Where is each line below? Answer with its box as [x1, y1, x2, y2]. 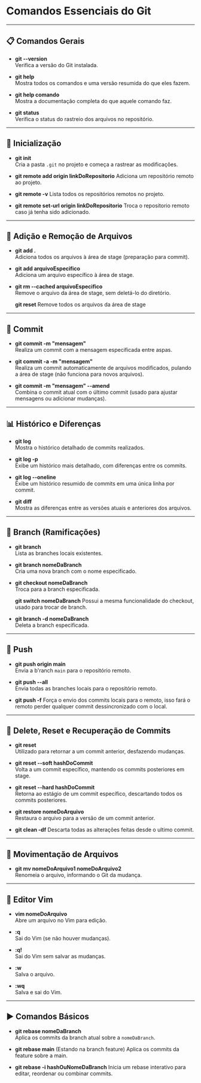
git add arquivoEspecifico [14, 265, 81, 272]
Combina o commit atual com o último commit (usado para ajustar [14, 388, 178, 396]
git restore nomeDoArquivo [14, 808, 84, 816]
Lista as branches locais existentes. [14, 550, 103, 557]
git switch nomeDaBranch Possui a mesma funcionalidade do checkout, [14, 597, 194, 604]
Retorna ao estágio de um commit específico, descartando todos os [14, 790, 182, 798]
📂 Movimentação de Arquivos [6, 849, 118, 859]
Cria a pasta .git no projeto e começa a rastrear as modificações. [14, 161, 178, 168]
